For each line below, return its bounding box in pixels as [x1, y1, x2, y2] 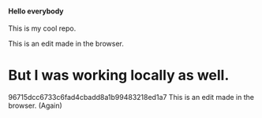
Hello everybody [8, 6, 65, 16]
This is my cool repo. [8, 24, 77, 33]
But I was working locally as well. [8, 67, 230, 84]
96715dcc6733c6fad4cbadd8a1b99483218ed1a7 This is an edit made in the [8, 93, 255, 102]
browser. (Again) [8, 101, 63, 110]
